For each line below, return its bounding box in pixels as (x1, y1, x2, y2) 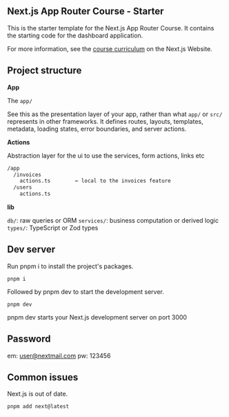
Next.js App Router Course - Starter (7, 6, 164, 17)
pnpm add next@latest (7, 403, 70, 410)
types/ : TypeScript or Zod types (7, 224, 99, 232)
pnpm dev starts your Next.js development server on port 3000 (7, 313, 188, 321)
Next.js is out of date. (7, 390, 68, 398)
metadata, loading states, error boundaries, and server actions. (7, 124, 187, 133)
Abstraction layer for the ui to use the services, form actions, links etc (7, 151, 205, 160)
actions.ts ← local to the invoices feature (19, 178, 171, 185)
